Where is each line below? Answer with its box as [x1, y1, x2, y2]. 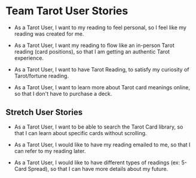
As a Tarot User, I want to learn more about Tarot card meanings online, [14, 83, 191, 90]
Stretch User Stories [5, 107, 83, 117]
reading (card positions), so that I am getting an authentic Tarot [14, 48, 170, 55]
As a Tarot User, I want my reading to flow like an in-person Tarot [14, 42, 174, 49]
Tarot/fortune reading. [14, 72, 69, 79]
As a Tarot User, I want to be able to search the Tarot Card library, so [14, 123, 183, 130]
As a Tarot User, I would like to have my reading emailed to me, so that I [14, 141, 191, 148]
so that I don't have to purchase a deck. [14, 90, 112, 97]
